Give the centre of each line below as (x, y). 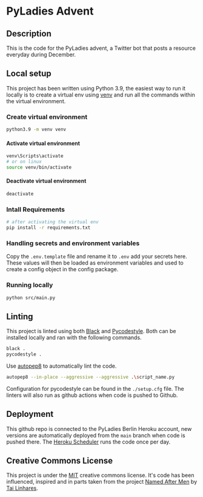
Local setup (29, 74)
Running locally (30, 285)
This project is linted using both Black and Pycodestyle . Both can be (91, 331)
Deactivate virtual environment (46, 181)
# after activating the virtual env (52, 222)
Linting (20, 316)
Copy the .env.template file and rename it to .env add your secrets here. (97, 257)
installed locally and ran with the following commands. (74, 337)
